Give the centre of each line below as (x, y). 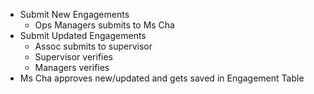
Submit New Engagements (74, 14)
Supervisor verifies (74, 57)
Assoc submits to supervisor (93, 46)
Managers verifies (72, 67)
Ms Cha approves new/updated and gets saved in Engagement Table (162, 78)
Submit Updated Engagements (83, 35)
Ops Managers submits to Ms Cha (104, 25)
